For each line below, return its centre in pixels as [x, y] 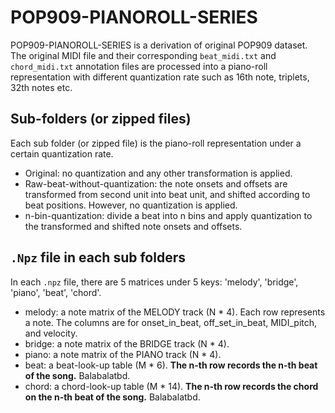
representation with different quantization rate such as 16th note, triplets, [160, 77]
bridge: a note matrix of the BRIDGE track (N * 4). [127, 343]
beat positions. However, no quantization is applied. [131, 205]
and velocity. [51, 333]
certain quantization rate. [62, 153]
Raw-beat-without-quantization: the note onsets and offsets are [156, 183]
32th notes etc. [41, 87]
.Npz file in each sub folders [98, 257]
